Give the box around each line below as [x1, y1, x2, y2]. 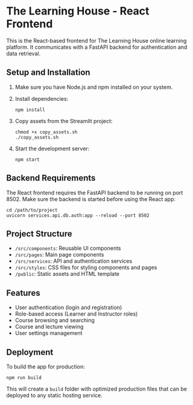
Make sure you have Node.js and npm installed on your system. [14, 83, 173, 91]
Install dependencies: [14, 95, 69, 102]
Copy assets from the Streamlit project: [14, 117, 113, 124]
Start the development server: [14, 145, 90, 152]
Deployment [6, 347, 54, 357]
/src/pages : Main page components [14, 251, 104, 258]
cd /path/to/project [6, 207, 59, 213]
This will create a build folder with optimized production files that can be [6, 385, 187, 392]
